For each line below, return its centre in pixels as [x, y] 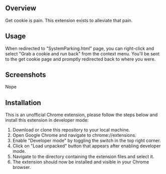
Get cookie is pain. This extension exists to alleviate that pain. [69, 20]
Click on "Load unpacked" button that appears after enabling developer [87, 146]
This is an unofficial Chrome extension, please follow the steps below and [81, 115]
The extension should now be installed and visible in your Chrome [81, 162]
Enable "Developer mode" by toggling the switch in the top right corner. [87, 141]
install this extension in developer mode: [47, 120]
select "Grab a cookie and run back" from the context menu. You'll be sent [82, 54]
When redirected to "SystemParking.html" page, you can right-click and [80, 48]
